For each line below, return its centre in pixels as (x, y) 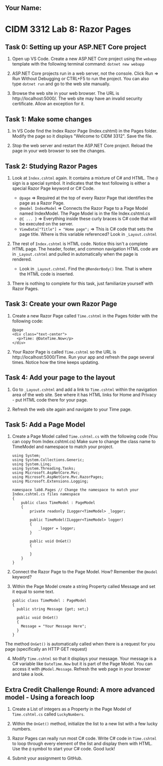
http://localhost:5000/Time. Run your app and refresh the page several (83, 357)
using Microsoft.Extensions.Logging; (50, 481)
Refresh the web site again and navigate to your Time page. (72, 409)
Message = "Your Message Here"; (54, 626)
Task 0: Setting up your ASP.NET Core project (76, 47)
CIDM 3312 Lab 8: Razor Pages (68, 29)
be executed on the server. (46, 224)
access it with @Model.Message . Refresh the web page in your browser (81, 669)
